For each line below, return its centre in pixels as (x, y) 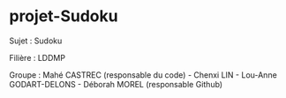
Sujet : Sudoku (36, 41)
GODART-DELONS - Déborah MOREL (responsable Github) (116, 84)
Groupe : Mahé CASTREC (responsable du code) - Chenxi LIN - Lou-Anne (143, 75)
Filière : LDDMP (38, 57)
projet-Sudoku (64, 16)
